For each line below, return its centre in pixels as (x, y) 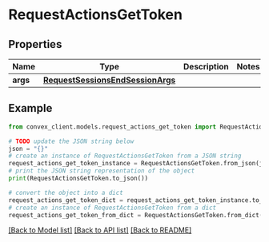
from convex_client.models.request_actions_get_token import (112, 127)
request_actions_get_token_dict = (66, 200)
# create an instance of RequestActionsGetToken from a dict (112, 208)
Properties (35, 44)
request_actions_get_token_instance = (73, 164)
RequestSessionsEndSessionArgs (109, 80)
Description (206, 67)
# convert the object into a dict (66, 192)
